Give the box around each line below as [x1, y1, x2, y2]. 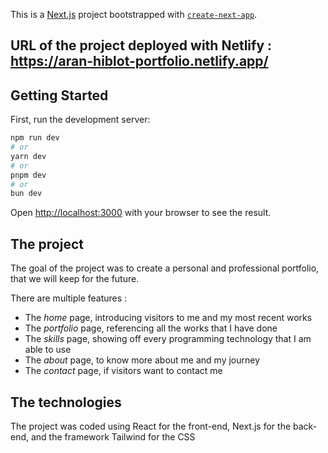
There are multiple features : [10, 292, 128, 304]
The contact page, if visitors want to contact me [24, 365, 223, 377]
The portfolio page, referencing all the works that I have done [24, 322, 278, 334]
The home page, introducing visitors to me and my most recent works [24, 312, 313, 324]
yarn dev [10, 151, 47, 161]
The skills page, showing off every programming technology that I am [24, 333, 312, 345]
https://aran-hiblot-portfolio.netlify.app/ [10, 53, 269, 70]
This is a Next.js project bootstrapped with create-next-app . [10, 9, 258, 20]
